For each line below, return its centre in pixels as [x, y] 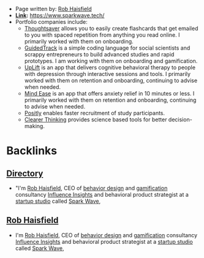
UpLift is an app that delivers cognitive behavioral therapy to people [110, 67]
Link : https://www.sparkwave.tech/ [60, 15]
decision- [180, 120]
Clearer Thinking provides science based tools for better [96, 120]
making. [34, 126]
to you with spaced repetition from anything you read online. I [102, 35]
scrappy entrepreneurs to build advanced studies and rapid [99, 54]
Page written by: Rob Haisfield [53, 9]
